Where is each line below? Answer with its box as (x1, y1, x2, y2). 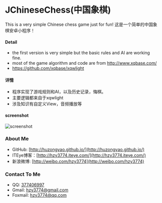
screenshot (5, 112, 29, 118)
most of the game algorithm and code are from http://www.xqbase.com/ (12, 60, 157, 66)
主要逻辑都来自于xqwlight (12, 95, 64, 101)
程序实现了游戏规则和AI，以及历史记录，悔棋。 (12, 89, 106, 95)
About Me (5, 135, 29, 142)
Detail (5, 39, 18, 45)
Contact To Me (5, 171, 40, 178)
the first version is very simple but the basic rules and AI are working (12, 50, 150, 56)
